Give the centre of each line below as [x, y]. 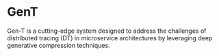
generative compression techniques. [59, 45]
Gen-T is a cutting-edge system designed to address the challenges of [107, 31]
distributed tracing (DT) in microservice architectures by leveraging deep [110, 38]
